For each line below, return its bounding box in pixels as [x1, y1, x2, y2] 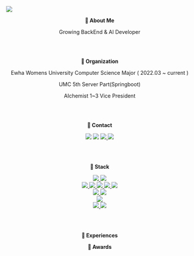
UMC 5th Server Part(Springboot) [58, 81, 141, 88]
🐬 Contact [87, 122, 113, 128]
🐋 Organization [81, 58, 119, 65]
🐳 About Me [85, 17, 115, 24]
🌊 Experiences [81, 232, 118, 239]
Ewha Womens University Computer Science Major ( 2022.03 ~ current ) [11, 69, 189, 76]
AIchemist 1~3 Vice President [63, 92, 136, 99]
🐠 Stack [90, 163, 110, 170]
